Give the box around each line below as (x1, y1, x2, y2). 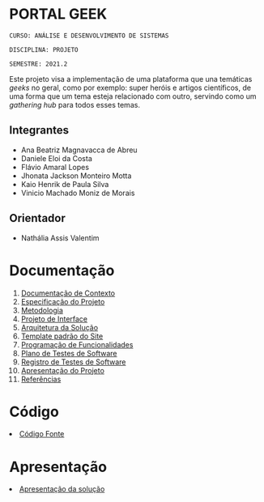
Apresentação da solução (19, 484, 105, 494)
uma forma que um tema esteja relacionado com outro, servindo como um (9, 91, 258, 101)
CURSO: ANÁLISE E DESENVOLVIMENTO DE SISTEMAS (9, 32, 169, 40)
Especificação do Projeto (20, 296, 105, 306)
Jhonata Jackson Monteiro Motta (20, 171, 132, 181)
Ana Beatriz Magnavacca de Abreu (20, 145, 138, 155)
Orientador (9, 211, 66, 225)
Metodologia (20, 305, 64, 315)
